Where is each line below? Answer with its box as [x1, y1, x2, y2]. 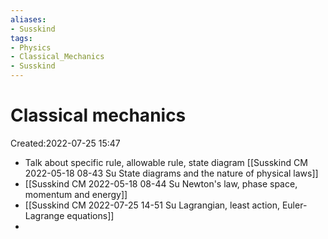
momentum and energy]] [24, 188, 128, 200]
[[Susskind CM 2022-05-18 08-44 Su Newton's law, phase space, [24, 177, 298, 190]
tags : [10, 33, 33, 43]
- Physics [10, 42, 52, 53]
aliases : [10, 14, 47, 25]
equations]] [66, 209, 115, 221]
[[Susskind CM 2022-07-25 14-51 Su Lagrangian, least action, [24, 199, 280, 211]
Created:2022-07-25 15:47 [10, 137, 121, 149]
